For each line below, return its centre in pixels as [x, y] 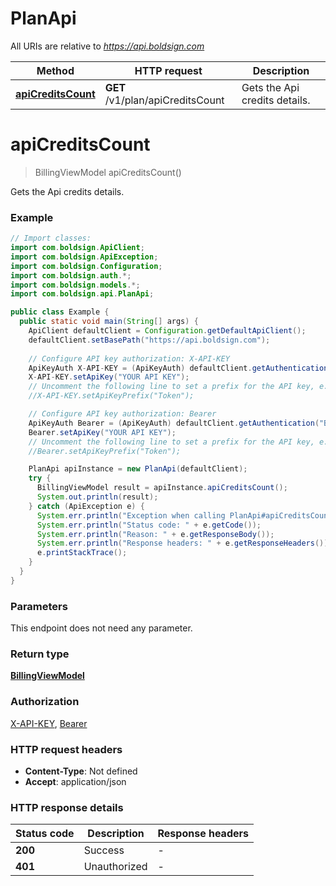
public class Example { [60, 312]
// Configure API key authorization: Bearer [122, 414]
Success [104, 850]
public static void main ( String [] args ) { [109, 322]
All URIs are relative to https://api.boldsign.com [107, 46]
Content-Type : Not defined [81, 771]
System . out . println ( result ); [97, 497]
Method [55, 70]
